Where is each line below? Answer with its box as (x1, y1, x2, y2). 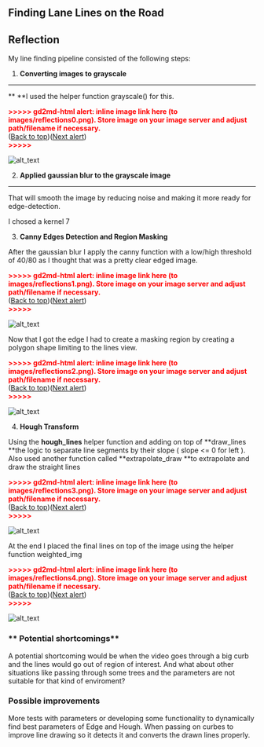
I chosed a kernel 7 (8, 217, 70, 226)
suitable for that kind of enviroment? (8, 676, 126, 686)
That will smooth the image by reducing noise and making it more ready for (8, 193, 251, 203)
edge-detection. (8, 202, 60, 211)
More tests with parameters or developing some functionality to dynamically (8, 713, 255, 723)
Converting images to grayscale (19, 69, 127, 79)
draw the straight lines (8, 463, 81, 472)
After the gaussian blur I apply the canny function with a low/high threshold (8, 247, 251, 257)
